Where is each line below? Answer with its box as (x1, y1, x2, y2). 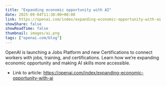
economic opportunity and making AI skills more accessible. (5, 60, 131, 66)
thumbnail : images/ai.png (5, 31, 60, 36)
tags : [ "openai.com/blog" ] (5, 36, 62, 41)
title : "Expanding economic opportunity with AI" (5, 7, 112, 13)
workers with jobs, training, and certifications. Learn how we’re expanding (5, 54, 159, 60)
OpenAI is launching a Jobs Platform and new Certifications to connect (5, 49, 153, 55)
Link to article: (12, 69, 42, 75)
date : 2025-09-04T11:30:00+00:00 (5, 12, 76, 17)
